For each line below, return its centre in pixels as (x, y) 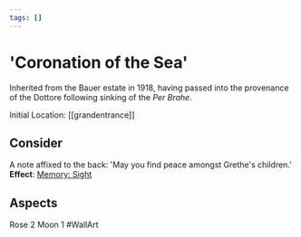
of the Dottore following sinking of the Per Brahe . (101, 97)
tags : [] (26, 18)
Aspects (34, 203)
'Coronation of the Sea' (99, 62)
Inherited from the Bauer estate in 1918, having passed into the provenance (149, 88)
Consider (36, 142)
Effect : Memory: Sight (51, 175)
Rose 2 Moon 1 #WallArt (54, 225)
